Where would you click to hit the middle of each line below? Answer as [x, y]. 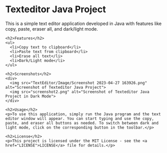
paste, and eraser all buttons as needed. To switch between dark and [82, 123]
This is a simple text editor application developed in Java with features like [83, 23]
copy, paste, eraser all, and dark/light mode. [52, 29]
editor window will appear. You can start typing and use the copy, [80, 118]
